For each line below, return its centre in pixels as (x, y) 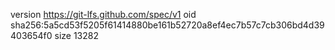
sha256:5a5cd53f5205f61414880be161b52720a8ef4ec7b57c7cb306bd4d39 (167, 25)
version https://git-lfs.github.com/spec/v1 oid (103, 14)
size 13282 (76, 35)
